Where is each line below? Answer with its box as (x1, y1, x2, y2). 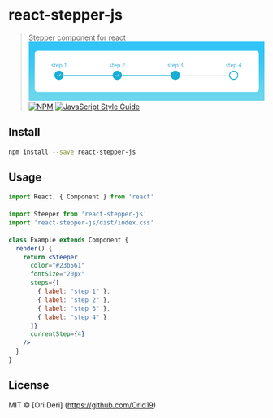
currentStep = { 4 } (29, 330, 85, 338)
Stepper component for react (28, 33, 126, 42)
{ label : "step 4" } (37, 313, 107, 321)
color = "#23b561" (29, 262, 85, 270)
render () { (15, 244, 53, 253)
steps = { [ (29, 279, 60, 287)
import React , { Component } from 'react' (8, 193, 154, 201)
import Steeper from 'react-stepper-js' (8, 210, 148, 219)
